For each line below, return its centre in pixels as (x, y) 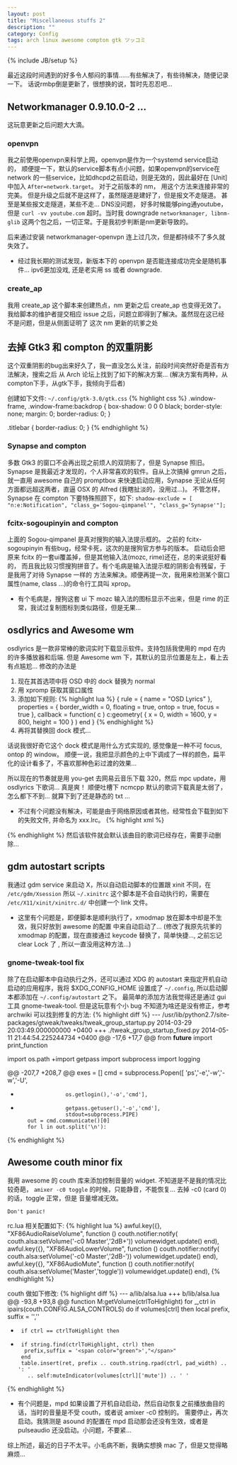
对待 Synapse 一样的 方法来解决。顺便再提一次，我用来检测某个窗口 (131, 575)
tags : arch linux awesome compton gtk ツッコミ (77, 40)
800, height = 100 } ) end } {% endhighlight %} (86, 722)
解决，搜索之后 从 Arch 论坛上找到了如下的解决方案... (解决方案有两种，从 (120, 375)
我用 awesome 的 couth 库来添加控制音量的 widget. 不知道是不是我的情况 (114, 1180)
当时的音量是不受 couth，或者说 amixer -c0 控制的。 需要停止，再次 (129, 1412)
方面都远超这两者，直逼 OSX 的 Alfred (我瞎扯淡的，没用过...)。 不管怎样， (116, 489)
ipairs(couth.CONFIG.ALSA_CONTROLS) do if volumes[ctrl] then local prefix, (118, 1309)
